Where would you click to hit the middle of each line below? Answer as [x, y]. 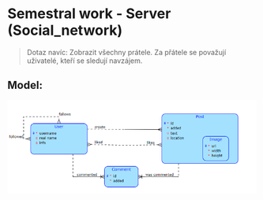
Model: [25, 85]
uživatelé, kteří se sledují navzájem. [85, 61]
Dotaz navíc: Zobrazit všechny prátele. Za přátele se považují [126, 52]
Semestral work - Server [89, 14]
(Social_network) [65, 30]
